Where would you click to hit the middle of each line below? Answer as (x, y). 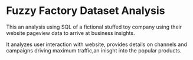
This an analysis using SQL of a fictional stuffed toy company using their (94, 27)
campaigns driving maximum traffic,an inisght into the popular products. (94, 50)
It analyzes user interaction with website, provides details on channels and (97, 44)
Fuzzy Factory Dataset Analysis (86, 11)
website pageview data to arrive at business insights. (71, 33)
